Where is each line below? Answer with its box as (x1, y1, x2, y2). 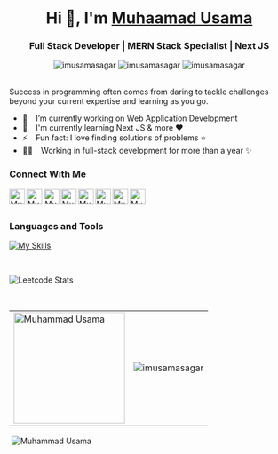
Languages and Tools (9, 219, 104, 232)
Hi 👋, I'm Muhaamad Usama (45, 8, 253, 28)
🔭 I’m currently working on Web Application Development (21, 113, 238, 123)
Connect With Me (9, 168, 87, 180)
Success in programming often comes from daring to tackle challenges (9, 86, 269, 97)
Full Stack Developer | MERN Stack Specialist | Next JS (28, 40, 270, 52)
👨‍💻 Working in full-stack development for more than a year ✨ (21, 146, 252, 156)
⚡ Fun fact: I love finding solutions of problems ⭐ (21, 132, 207, 143)
